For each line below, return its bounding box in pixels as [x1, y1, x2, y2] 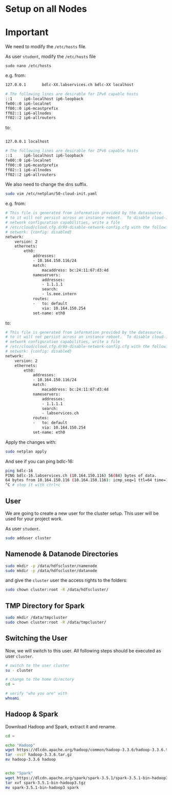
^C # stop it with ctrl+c [5, 482, 60, 487]
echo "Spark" [5, 771, 33, 776]
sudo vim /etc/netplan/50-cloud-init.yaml [5, 191, 97, 196]
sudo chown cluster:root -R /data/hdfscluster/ [5, 587, 109, 593]
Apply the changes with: [5, 439, 57, 445]
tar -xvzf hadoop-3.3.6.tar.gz [5, 752, 72, 758]
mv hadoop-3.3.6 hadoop [5, 757, 56, 762]
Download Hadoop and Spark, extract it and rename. [5, 723, 117, 729]
